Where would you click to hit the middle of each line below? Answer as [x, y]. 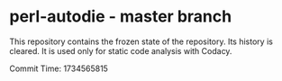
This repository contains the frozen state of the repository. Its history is [141, 41]
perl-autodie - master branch [121, 17]
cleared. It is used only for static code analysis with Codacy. [121, 50]
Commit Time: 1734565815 [59, 68]
